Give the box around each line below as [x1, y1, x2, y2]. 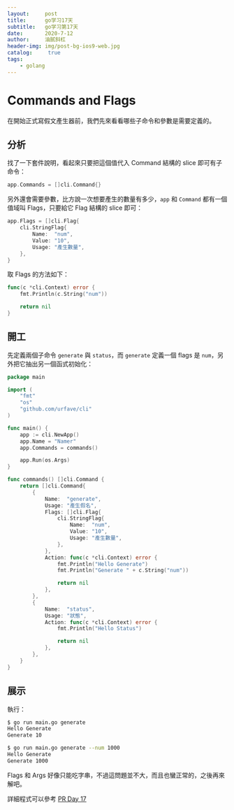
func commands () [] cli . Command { [7, 476, 105, 483]
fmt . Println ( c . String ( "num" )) [20, 291, 108, 298]
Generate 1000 [7, 757, 49, 765]
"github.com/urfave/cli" [20, 406, 92, 413]
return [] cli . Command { [20, 483, 86, 490]
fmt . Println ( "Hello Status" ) [57, 625, 142, 632]
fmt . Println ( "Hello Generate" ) [57, 560, 149, 567]
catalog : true [7, 50, 61, 57]
